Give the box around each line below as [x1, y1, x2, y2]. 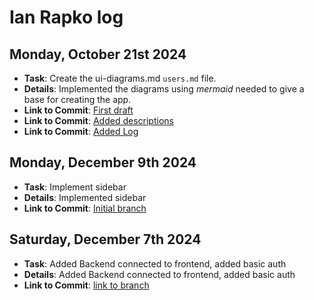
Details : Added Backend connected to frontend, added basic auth [23, 268, 296, 280]
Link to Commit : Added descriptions [23, 115, 174, 126]
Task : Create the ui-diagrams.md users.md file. [23, 72, 217, 84]
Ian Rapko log [9, 6, 124, 29]
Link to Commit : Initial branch [23, 202, 147, 214]
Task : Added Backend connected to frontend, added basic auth [23, 257, 287, 270]
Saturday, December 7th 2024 [9, 231, 202, 248]
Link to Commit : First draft [23, 104, 134, 116]
